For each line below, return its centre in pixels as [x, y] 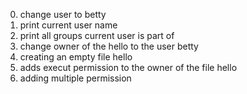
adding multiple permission [75, 78]
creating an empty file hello [76, 57]
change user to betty [63, 14]
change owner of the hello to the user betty [109, 46]
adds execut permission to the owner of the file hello [128, 67]
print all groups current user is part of [97, 35]
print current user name [68, 25]
